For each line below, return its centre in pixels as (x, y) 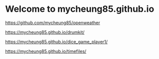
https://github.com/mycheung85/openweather (53, 23)
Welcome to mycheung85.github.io (80, 9)
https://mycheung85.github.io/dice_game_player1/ (56, 42)
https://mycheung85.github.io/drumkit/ (45, 32)
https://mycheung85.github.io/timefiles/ (46, 51)
